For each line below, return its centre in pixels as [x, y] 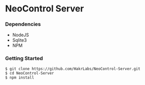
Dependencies [23, 24]
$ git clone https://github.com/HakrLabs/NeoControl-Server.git [73, 69]
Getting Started [24, 59]
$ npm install [20, 78]
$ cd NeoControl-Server [30, 73]
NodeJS [21, 35]
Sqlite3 [20, 40]
